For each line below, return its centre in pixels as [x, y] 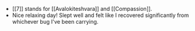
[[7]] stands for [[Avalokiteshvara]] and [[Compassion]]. [82, 9]
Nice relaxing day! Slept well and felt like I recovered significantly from [100, 15]
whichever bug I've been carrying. [55, 22]
